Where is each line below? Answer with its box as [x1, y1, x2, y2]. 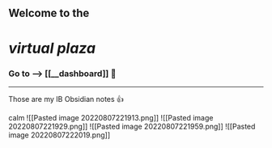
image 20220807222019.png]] [8, 129, 111, 140]
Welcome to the [8, 6, 90, 20]
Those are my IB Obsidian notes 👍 [8, 94, 124, 104]
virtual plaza [8, 39, 96, 57]
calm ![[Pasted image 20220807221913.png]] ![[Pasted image [8, 112, 214, 122]
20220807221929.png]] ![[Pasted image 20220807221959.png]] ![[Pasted [8, 121, 256, 131]
